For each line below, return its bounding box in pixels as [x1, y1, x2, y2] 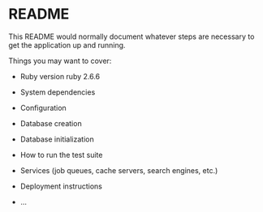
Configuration [19, 103, 67, 112]
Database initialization [19, 134, 95, 144]
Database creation [19, 118, 83, 128]
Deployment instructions [19, 181, 103, 191]
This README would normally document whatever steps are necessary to [8, 32, 255, 41]
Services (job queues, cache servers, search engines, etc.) [19, 165, 218, 175]
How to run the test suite [19, 150, 103, 159]
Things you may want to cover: [8, 56, 112, 66]
